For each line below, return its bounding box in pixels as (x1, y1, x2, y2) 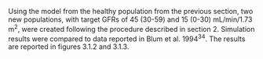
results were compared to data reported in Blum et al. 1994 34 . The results (8, 33, 246, 43)
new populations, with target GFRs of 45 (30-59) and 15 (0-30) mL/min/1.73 (8, 15, 253, 24)
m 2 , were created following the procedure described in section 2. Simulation (8, 23, 255, 33)
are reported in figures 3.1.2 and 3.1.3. (8, 42, 130, 51)
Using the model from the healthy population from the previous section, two (8, 7, 254, 16)
